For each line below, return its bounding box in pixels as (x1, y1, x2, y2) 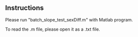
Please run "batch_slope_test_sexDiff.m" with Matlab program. (5, 17, 133, 22)
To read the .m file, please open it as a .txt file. (5, 26, 101, 32)
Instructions (5, 4, 44, 12)
